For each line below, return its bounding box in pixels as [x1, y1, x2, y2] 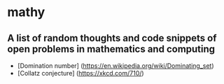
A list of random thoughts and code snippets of [7, 32, 217, 44]
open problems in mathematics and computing [7, 43, 216, 55]
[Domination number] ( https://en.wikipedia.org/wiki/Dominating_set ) [17, 62, 215, 70]
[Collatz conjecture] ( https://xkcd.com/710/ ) [17, 69, 145, 77]
